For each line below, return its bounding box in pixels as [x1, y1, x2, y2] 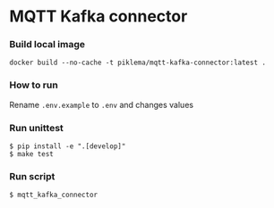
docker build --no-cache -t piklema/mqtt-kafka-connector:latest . [9, 58, 267, 68]
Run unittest [9, 121, 64, 134]
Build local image [9, 38, 86, 51]
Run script [9, 171, 56, 182]
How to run [9, 79, 58, 91]
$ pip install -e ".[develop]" [9, 142, 126, 151]
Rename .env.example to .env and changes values [9, 99, 194, 110]
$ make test [9, 150, 54, 159]
